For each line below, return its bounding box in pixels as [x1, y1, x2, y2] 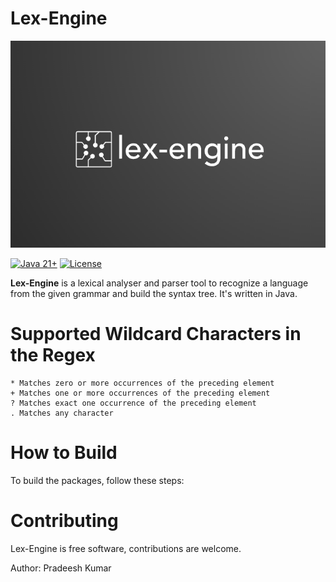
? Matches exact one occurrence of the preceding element [10, 398, 257, 408]
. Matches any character [10, 408, 114, 418]
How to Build [10, 442, 118, 464]
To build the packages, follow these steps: [10, 474, 185, 486]
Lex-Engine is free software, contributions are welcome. [10, 542, 242, 554]
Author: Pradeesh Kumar [10, 562, 112, 574]
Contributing [10, 510, 119, 532]
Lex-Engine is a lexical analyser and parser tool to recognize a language [10, 277, 309, 289]
